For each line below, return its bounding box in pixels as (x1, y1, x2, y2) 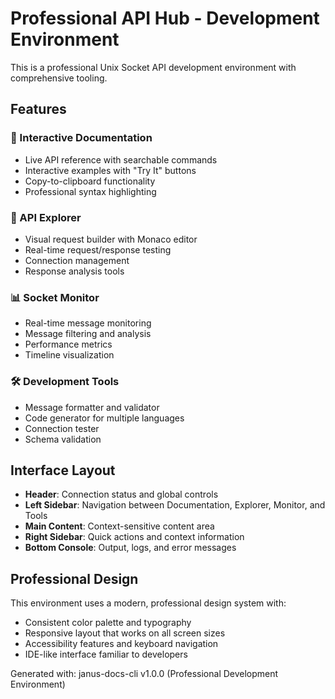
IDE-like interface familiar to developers (24, 648, 188, 661)
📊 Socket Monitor (10, 290, 100, 304)
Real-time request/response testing (24, 243, 172, 256)
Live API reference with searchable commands (24, 153, 218, 166)
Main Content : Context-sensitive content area (24, 520, 215, 532)
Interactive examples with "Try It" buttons (24, 164, 197, 176)
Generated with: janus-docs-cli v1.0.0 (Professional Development (10, 668, 279, 680)
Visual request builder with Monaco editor (24, 233, 198, 245)
